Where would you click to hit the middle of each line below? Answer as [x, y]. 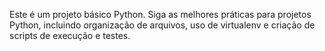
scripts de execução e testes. [70, 35]
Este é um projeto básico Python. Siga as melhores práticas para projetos [160, 14]
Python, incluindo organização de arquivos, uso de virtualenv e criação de [162, 25]
